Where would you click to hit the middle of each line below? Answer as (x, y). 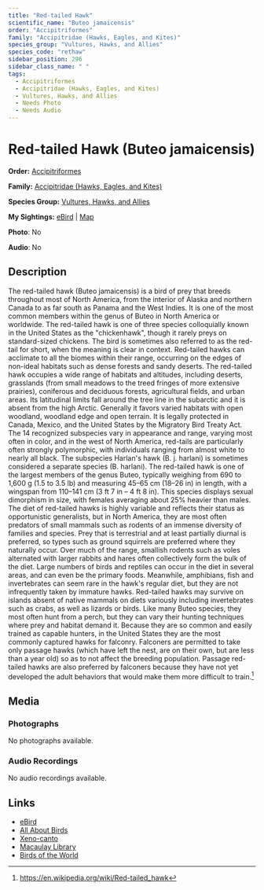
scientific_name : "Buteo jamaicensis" (71, 23)
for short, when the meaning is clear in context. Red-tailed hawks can (132, 349)
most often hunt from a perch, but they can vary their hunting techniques (126, 616)
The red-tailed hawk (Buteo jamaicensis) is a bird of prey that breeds (119, 291)
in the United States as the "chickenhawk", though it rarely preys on (117, 333)
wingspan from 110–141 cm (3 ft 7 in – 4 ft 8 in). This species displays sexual (131, 491)
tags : (17, 74)
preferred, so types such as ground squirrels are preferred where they (122, 541)
